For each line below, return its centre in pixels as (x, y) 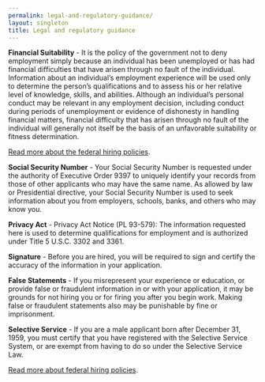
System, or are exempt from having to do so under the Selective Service (125, 346)
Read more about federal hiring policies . (73, 370)
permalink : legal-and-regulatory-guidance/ (81, 15)
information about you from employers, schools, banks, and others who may (132, 201)
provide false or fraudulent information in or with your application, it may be (131, 289)
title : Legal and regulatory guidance (72, 30)
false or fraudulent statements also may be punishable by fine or (113, 306)
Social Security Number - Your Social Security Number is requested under (130, 168)
